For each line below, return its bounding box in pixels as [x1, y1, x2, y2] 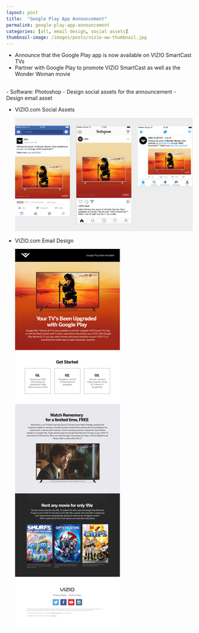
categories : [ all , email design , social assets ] [6, 28, 129, 34]
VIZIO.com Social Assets [14, 106, 75, 113]
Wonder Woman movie [14, 71, 71, 78]
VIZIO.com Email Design [14, 237, 74, 244]
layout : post [6, 9, 38, 15]
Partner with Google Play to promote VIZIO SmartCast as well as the [14, 64, 181, 71]
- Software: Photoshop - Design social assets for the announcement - [6, 88, 176, 95]
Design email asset [6, 95, 53, 102]
